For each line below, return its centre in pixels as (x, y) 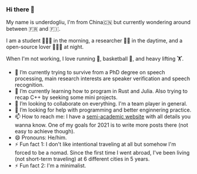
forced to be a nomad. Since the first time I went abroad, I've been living (102, 153)
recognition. (29, 85)
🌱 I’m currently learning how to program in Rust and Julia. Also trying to (101, 91)
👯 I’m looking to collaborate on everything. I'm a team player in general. (101, 104)
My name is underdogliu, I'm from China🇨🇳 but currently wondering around (98, 22)
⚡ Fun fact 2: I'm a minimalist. (50, 166)
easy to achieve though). (45, 132)
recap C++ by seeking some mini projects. (66, 97)
